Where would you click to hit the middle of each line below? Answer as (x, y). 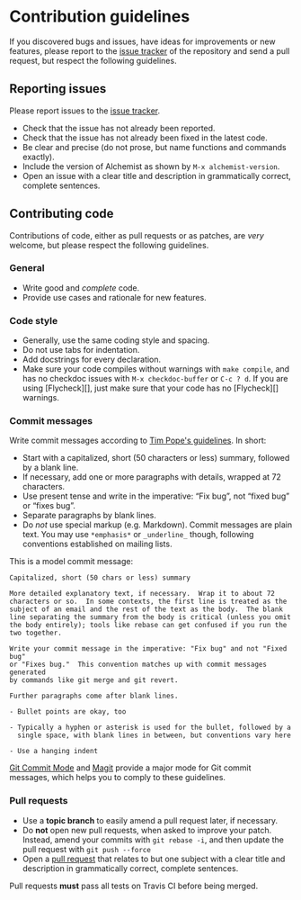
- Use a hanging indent (54, 751)
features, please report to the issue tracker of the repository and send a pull (150, 50)
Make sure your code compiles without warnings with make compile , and (156, 369)
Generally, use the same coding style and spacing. (116, 340)
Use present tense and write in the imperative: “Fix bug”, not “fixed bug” (156, 496)
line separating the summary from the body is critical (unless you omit (150, 617)
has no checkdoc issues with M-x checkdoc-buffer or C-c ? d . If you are (155, 379)
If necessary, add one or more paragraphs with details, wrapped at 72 (151, 477)
